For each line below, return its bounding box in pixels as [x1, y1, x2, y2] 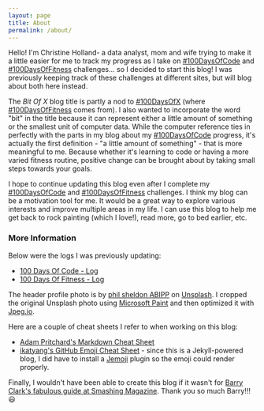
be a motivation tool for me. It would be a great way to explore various [8, 196, 236, 205]
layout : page [8, 11, 51, 20]
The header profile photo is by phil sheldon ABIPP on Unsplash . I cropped [8, 289, 247, 299]
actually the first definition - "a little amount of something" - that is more [8, 139, 243, 149]
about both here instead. [8, 81, 88, 91]
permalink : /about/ [8, 26, 73, 34]
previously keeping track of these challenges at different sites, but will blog [8, 73, 252, 83]
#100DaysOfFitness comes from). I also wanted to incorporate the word [8, 105, 241, 115]
